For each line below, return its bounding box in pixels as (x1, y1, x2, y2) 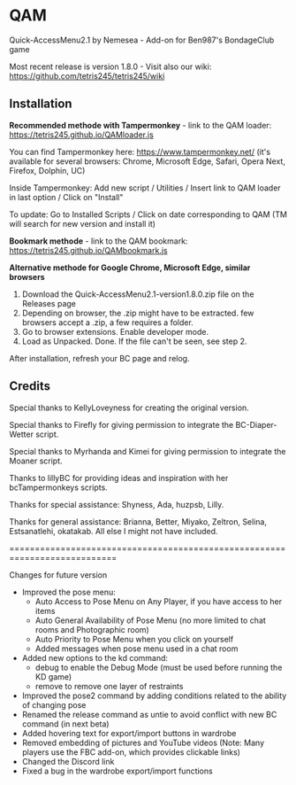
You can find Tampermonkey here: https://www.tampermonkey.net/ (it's (9, 146, 271, 157)
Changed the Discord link (21, 756, 115, 766)
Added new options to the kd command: (21, 652, 169, 663)
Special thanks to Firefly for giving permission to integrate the (9, 419, 234, 430)
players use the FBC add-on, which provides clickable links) (21, 746, 241, 758)
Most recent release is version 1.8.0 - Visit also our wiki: (9, 61, 212, 72)
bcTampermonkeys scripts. (9, 482, 108, 493)
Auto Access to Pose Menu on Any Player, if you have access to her (34, 595, 283, 607)
